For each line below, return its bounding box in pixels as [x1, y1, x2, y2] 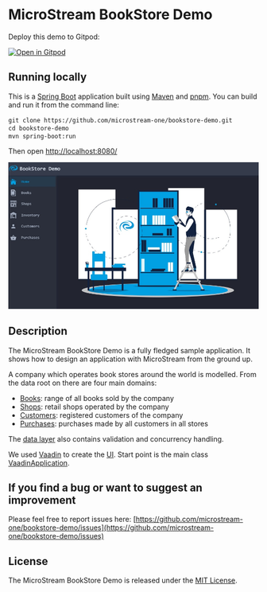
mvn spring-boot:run [8, 132, 77, 140]
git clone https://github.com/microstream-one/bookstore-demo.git [8, 116, 233, 124]
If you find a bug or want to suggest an [8, 481, 203, 494]
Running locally [8, 70, 87, 84]
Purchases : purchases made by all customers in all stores [19, 419, 209, 428]
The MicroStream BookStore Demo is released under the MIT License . [8, 575, 238, 586]
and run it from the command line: [8, 99, 119, 109]
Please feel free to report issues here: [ [8, 515, 137, 524]
